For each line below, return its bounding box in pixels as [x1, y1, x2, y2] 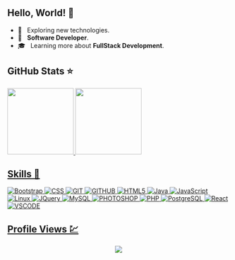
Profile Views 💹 [7, 223, 79, 235]
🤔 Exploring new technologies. [17, 25, 110, 34]
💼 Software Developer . [17, 33, 89, 42]
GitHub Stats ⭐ [7, 65, 73, 78]
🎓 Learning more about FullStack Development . [17, 41, 164, 49]
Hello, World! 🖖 [7, 7, 75, 19]
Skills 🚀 [7, 168, 40, 180]
